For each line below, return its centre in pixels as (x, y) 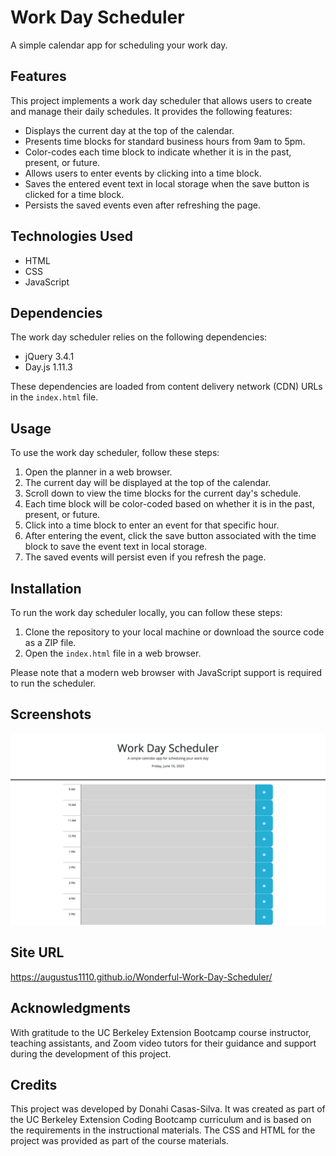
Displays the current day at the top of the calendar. (129, 130)
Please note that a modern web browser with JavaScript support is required (166, 672)
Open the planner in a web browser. (98, 472)
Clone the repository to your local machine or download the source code (174, 632)
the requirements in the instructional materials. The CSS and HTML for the (163, 1130)
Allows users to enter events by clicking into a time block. (143, 173)
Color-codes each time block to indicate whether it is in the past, (158, 152)
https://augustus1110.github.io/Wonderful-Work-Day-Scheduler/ (141, 977)
